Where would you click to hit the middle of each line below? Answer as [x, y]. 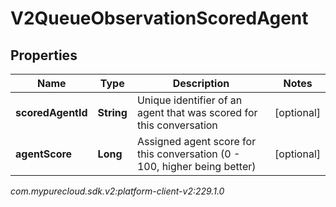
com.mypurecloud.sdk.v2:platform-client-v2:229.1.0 [117, 191]
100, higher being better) [196, 166]
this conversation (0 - [188, 154]
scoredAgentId [51, 112]
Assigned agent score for [196, 141]
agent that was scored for [197, 112]
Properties [44, 55]
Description [201, 83]
